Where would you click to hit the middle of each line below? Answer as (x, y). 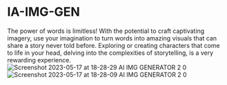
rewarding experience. (39, 60)
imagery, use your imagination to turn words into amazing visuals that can (112, 38)
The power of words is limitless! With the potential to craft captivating (106, 31)
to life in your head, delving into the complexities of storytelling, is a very (110, 53)
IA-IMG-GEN (44, 12)
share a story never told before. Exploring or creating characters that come (114, 45)
